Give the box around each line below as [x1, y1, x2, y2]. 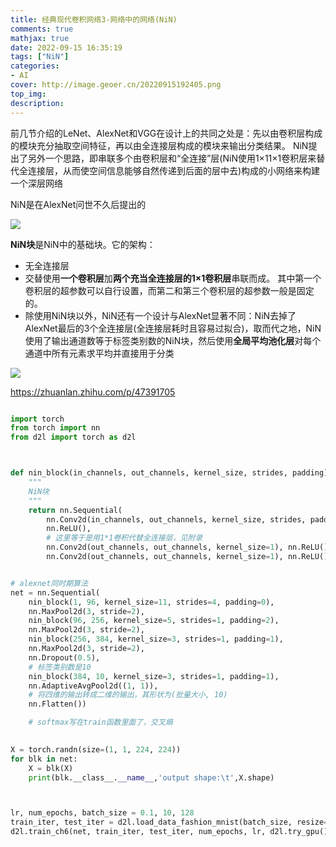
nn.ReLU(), [46, 524, 92, 534]
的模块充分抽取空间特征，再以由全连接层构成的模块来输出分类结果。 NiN [10, 139, 309, 151]
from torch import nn [10, 423, 101, 433]
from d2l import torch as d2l [10, 432, 137, 443]
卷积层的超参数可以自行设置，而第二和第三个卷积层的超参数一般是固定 [24, 284, 315, 296]
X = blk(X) [28, 763, 74, 773]
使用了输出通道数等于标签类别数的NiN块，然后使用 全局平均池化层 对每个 [24, 334, 322, 346]
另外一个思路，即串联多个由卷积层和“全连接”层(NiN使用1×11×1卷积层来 [27, 152, 317, 164]
